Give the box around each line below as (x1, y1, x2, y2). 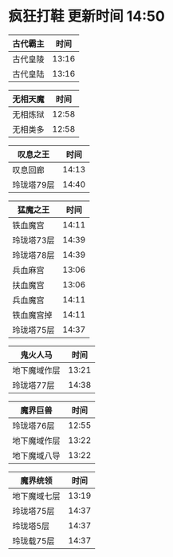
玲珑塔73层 (12, 235, 55, 246)
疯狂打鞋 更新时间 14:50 (8, 7, 165, 26)
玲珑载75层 (12, 535, 55, 547)
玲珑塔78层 (12, 249, 55, 260)
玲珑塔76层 (12, 420, 55, 431)
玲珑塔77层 (12, 380, 55, 391)
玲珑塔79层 (12, 179, 55, 190)
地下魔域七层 (12, 490, 61, 501)
